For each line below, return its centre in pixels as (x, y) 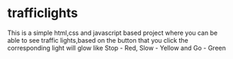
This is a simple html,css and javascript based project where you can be (113, 33)
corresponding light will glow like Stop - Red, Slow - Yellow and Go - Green (117, 48)
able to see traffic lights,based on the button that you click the (98, 40)
